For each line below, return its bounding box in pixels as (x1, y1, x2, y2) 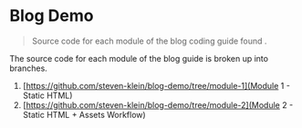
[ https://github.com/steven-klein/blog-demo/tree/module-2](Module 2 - (22, 99, 294, 110)
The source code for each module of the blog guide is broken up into (9, 53, 269, 64)
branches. (9, 63, 47, 74)
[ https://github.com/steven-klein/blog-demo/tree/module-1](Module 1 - (22, 80, 290, 91)
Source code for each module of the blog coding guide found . (31, 35, 267, 46)
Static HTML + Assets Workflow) (22, 109, 146, 120)
